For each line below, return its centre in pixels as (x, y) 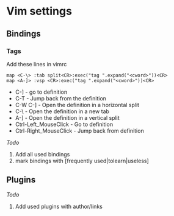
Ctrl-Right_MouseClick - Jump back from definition (80, 131)
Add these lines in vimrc (37, 64)
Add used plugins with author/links (59, 206)
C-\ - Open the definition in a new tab (62, 111)
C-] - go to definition (41, 92)
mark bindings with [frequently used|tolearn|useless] (82, 161)
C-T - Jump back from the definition (61, 98)
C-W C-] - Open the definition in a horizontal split (77, 105)
